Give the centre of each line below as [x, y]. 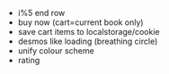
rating [29, 60]
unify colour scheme [56, 51]
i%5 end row [41, 13]
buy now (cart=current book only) [80, 22]
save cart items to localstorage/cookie [89, 32]
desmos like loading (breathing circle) [88, 41]
